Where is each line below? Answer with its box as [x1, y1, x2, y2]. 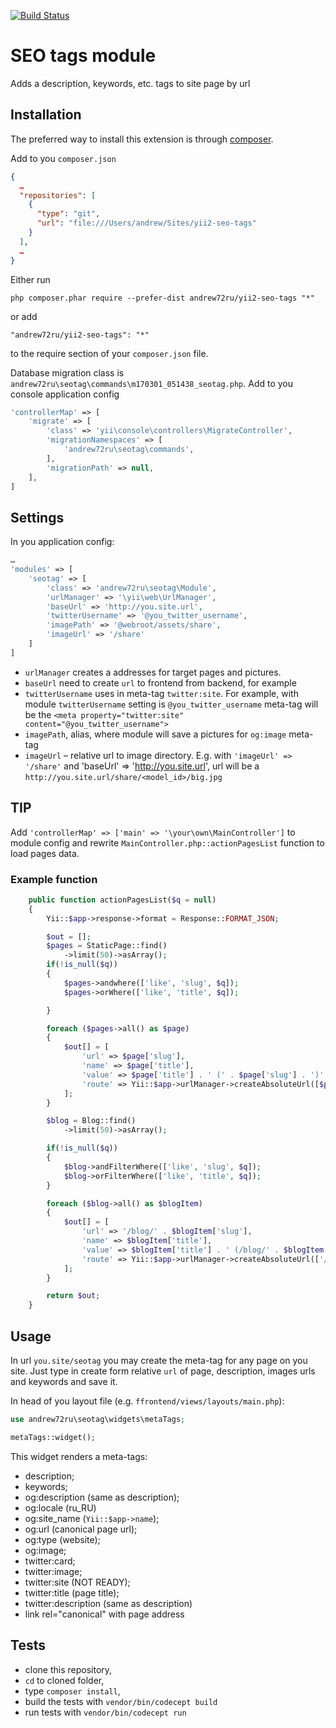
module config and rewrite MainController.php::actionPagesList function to [10, 836, 325, 849]
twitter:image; [24, 1565, 83, 1577]
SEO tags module [10, 45, 157, 67]
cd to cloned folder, [24, 1674, 105, 1686]
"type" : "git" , [36, 209, 101, 219]
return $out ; [46, 1291, 101, 1301]
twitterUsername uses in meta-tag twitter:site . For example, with [24, 687, 299, 699]
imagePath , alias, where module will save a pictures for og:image [24, 728, 287, 740]
